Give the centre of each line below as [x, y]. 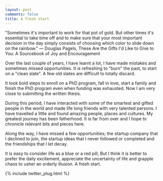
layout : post [18, 10]
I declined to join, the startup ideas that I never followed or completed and [80, 139]
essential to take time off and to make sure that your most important [74, 38]
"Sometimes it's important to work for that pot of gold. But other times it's [79, 33]
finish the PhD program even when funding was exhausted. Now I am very [80, 89]
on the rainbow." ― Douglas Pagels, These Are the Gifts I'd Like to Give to [80, 48]
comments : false [22, 14]
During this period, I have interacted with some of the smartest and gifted [79, 103]
